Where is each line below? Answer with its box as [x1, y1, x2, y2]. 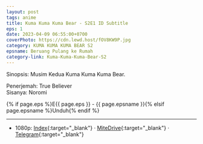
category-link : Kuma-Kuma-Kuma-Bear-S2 [6, 54, 107, 60]
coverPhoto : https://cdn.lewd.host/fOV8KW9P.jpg [6, 37, 131, 43]
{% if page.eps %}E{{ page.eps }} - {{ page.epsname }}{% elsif [6, 100, 165, 108]
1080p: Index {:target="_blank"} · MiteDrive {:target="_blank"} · [14, 124, 170, 131]
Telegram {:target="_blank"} [14, 131, 85, 138]
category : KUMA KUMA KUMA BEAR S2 [6, 43, 94, 49]
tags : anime [6, 15, 36, 21]
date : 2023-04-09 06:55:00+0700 [6, 31, 88, 38]
